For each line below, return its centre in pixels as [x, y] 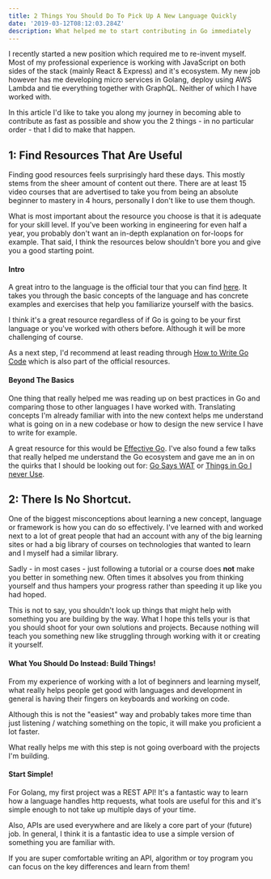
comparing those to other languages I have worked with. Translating [122, 406]
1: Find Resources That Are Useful [95, 155]
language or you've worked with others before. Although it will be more [127, 329]
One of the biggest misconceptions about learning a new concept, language [135, 519]
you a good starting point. [51, 251]
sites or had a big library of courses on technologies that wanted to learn [129, 545]
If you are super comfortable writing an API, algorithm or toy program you [131, 858]
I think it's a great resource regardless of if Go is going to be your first [125, 320]
